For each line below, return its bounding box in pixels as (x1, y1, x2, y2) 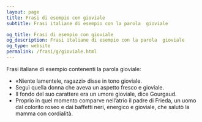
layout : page (6, 9, 40, 15)
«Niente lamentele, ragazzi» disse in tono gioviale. (15, 77, 143, 85)
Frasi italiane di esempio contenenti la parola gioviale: (6, 65, 141, 72)
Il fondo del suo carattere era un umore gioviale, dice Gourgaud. (15, 90, 177, 97)
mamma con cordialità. (15, 110, 73, 117)
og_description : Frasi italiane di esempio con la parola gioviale (6, 37, 185, 44)
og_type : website (6, 43, 51, 49)
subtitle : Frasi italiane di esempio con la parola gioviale (6, 20, 168, 26)
